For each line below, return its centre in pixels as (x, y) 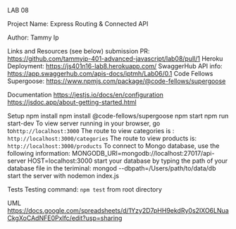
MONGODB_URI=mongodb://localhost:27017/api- (143, 153)
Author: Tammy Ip (33, 37)
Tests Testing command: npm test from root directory (85, 189)
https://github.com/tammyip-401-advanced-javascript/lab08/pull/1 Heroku (115, 58)
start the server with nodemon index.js (63, 176)
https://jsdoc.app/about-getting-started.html (72, 102)
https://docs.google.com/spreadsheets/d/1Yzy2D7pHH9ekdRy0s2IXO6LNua (118, 210)
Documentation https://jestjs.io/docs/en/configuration (86, 95)
